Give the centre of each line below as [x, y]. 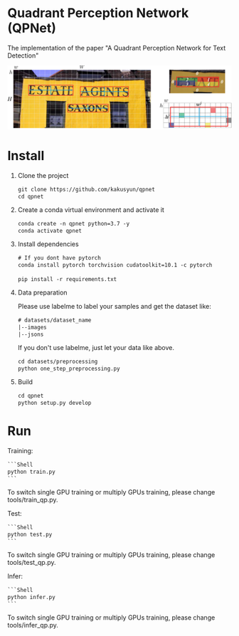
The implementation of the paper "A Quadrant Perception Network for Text [117, 48]
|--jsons [31, 334]
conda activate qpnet [49, 230]
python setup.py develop [54, 403]
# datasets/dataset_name [54, 320]
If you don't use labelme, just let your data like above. [96, 347]
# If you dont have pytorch [59, 258]
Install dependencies [48, 244]
